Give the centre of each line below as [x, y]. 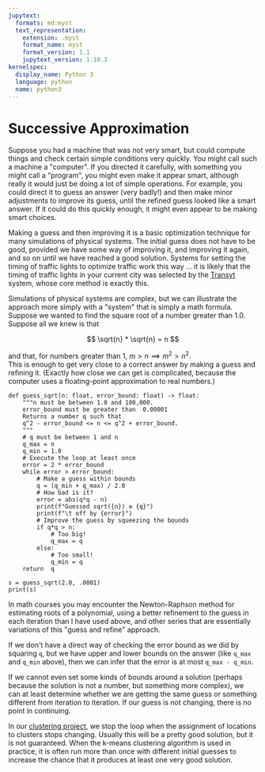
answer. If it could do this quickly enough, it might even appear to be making [132, 209]
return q [39, 569]
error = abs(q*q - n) [72, 500]
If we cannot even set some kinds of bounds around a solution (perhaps [125, 677]
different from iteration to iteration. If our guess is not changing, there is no [130, 702]
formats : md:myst [44, 23]
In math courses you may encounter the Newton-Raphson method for [121, 604]
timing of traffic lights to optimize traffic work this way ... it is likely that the [129, 267]
